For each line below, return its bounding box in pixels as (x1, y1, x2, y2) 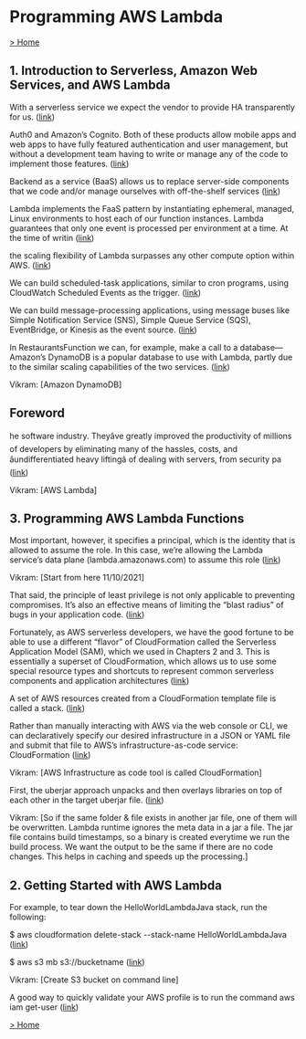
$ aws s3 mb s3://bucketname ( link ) (9, 957, 145, 968)
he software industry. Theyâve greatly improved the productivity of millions (9, 430, 292, 441)
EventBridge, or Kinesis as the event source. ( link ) (9, 324, 198, 335)
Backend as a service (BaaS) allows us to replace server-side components (9, 175, 290, 186)
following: (9, 911, 47, 923)
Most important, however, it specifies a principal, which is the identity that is (9, 535, 296, 546)
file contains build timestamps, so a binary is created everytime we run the (9, 832, 290, 843)
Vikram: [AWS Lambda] (9, 484, 98, 495)
